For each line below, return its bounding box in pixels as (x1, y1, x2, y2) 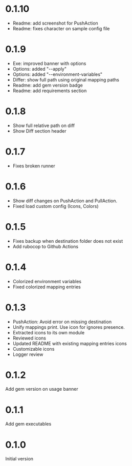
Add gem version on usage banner (5, 386, 78, 392)
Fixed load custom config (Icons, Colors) (12, 203, 99, 209)
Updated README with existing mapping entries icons (12, 340, 127, 346)
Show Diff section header (12, 128, 67, 134)
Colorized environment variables (12, 278, 82, 284)
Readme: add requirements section (12, 88, 87, 94)
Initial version (5, 456, 34, 462)
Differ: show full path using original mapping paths (12, 76, 119, 82)
